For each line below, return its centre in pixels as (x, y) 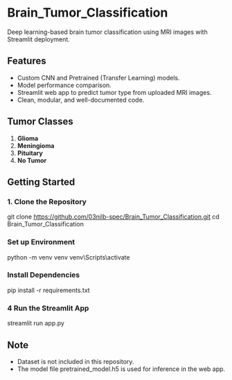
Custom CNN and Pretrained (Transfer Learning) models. (98, 78)
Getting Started (41, 182)
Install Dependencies (44, 275)
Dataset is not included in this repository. (75, 361)
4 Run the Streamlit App (48, 308)
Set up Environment (41, 242)
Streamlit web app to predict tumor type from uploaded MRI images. (114, 92)
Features (27, 61)
